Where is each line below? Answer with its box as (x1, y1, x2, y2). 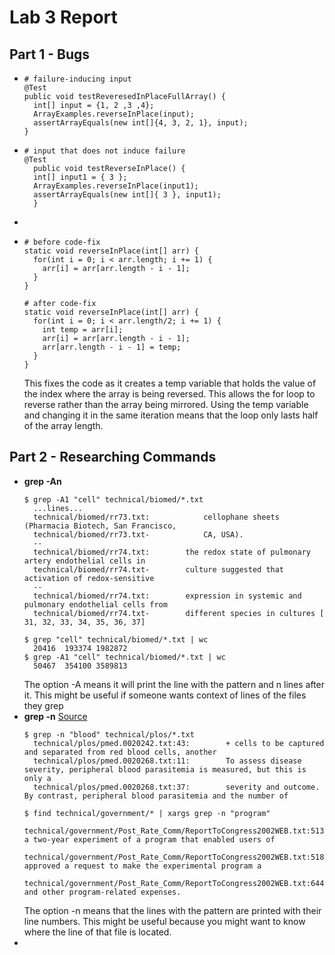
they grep (23, 699, 64, 711)
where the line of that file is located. (23, 926, 172, 938)
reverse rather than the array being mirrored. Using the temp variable (23, 399, 309, 410)
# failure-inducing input (23, 74, 132, 84)
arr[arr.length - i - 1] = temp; (42, 342, 182, 352)
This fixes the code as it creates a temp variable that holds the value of (23, 377, 317, 389)
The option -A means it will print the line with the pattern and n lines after (23, 678, 325, 690)
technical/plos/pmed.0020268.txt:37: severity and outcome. (33, 782, 321, 792)
